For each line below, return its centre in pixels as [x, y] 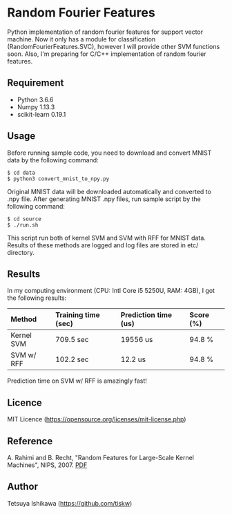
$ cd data [21, 173]
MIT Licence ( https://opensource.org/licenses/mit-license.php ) [97, 419]
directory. [21, 252]
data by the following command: [53, 160]
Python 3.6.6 [35, 99]
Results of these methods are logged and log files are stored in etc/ [103, 245]
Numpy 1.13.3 [36, 107]
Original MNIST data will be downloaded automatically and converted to [109, 191]
